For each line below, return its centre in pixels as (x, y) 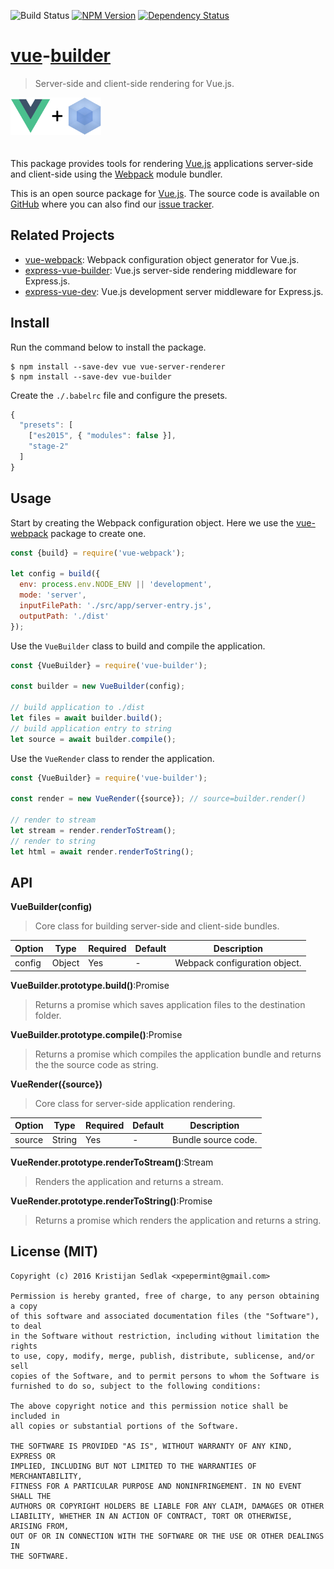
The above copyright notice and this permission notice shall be (149, 1406)
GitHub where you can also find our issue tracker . (112, 204)
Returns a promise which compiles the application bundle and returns (178, 1054)
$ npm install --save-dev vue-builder (91, 376)
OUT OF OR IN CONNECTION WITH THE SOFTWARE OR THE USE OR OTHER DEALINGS (167, 1536)
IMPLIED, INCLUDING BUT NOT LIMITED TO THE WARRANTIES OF (133, 1466)
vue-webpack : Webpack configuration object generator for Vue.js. (162, 259)
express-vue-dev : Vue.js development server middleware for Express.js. (174, 291)
